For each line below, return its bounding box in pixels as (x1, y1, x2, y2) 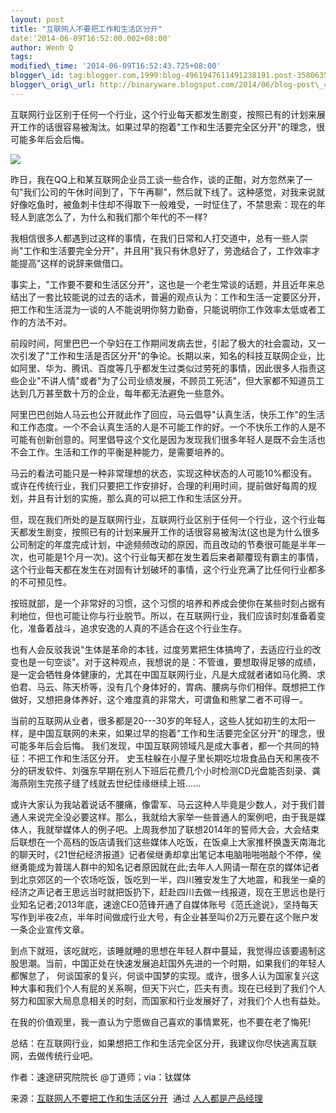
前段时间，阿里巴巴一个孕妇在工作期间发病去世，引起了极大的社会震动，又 (10, 337, 317, 349)
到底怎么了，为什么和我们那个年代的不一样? (27, 211, 208, 223)
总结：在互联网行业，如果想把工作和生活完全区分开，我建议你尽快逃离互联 (10, 1037, 317, 1049)
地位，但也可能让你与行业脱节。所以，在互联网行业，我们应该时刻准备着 (18, 609, 317, 621)
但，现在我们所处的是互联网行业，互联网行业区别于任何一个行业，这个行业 (10, 513, 317, 525)
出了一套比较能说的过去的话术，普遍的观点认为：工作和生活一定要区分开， (18, 291, 326, 303)
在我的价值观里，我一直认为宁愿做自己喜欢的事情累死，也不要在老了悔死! (10, 1016, 312, 1028)
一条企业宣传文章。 (10, 923, 90, 935)
